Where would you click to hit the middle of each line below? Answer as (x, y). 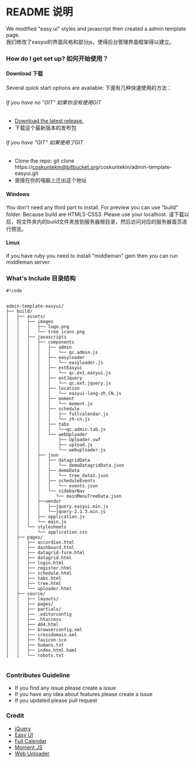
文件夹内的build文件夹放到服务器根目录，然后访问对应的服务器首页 (102, 221)
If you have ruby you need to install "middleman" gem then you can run (92, 255)
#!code (14, 291)
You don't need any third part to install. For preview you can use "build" (92, 207)
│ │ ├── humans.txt (35, 645)
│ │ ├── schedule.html (39, 573)
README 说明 (40, 12)
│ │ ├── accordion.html (40, 543)
